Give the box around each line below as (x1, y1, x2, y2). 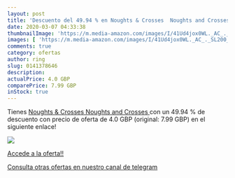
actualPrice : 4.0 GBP (7, 75, 71, 83)
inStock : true (7, 88, 49, 95)
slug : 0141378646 (7, 62, 58, 69)
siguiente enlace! (7, 123, 57, 131)
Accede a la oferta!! (7, 149, 64, 158)
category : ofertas (7, 50, 61, 57)
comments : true (7, 43, 52, 50)
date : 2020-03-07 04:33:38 (7, 23, 86, 30)
